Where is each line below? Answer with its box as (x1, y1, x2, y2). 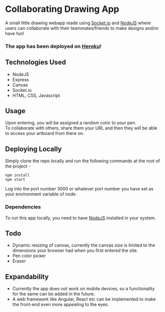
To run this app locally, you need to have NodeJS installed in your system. (5, 215, 156, 221)
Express (12, 76, 29, 82)
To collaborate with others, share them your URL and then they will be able (5, 125, 158, 131)
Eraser (12, 258, 26, 264)
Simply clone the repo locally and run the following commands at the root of (5, 158, 160, 164)
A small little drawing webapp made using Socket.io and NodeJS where (5, 20, 151, 26)
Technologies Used (5, 58, 66, 66)
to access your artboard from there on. (5, 130, 85, 136)
